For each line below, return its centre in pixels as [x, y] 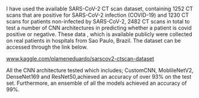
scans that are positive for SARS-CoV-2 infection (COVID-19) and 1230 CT [98, 15]
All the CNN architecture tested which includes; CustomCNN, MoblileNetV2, [100, 70]
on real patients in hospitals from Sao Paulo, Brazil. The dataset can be [94, 41]
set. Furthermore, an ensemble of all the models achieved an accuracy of [97, 83]
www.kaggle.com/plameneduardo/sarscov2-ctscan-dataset [80, 59]
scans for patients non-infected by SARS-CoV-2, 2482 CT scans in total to [98, 21]
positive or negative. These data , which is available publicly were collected [99, 34]
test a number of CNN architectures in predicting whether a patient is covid [99, 28]
